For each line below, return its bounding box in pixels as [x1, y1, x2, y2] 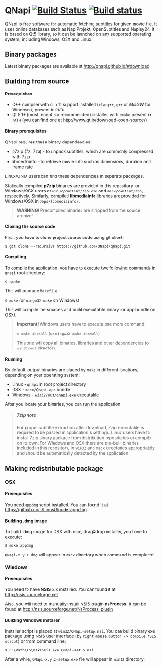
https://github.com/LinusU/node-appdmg [5, 507, 87, 512]
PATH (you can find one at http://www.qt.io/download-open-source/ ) [12, 117, 147, 123]
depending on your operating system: [5, 372, 80, 378]
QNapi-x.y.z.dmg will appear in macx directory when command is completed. [5, 552, 155, 557]
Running [5, 356, 23, 362]
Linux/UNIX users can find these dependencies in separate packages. [5, 173, 144, 179]
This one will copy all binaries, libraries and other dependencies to [16, 340, 149, 346]
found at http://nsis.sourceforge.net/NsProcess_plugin [5, 606, 113, 612]
